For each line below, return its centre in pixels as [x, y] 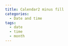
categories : [17, 14]
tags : [10, 23]
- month [17, 36]
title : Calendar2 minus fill [34, 9]
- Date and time [26, 18]
